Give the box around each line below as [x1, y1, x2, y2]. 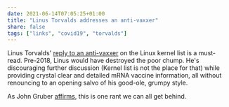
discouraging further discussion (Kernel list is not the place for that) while [7, 64, 220, 72]
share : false [7, 23, 46, 30]
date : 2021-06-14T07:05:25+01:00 [7, 10, 105, 17]
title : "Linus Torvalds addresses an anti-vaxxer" [7, 17, 159, 24]
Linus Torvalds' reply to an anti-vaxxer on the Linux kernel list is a [7, 49, 197, 57]
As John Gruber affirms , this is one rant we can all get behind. [7, 92, 187, 101]
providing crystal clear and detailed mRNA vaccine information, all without [7, 71, 222, 80]
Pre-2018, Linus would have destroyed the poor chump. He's [23, 57, 199, 65]
